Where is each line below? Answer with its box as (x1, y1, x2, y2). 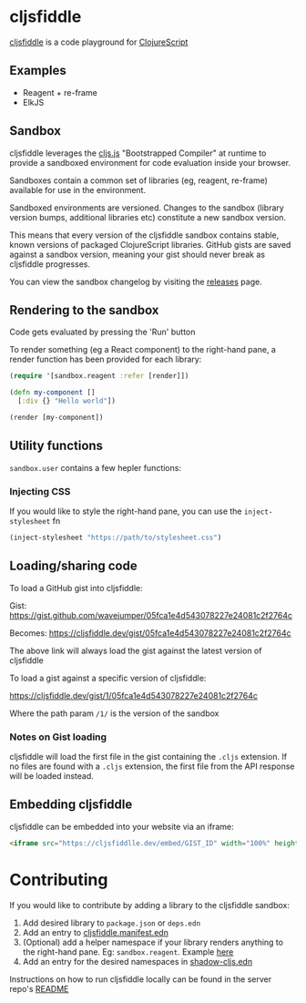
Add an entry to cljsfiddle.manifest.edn (22, 926, 168, 937)
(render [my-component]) (9, 413, 104, 422)
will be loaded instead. (9, 770, 94, 781)
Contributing (9, 869, 108, 890)
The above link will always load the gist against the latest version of (9, 645, 262, 656)
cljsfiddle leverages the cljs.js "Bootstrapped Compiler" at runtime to (9, 148, 267, 159)
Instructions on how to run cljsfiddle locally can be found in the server (9, 973, 272, 985)
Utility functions (9, 438, 103, 454)
